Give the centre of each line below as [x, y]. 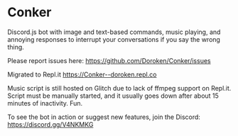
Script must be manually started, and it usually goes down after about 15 [113, 96]
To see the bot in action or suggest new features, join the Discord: [104, 117]
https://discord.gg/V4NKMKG [50, 124]
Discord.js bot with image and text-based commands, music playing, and [114, 32]
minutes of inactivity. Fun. [45, 103]
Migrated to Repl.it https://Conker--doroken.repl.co [82, 74]
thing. [16, 47]
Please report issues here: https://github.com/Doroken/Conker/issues [109, 60]
